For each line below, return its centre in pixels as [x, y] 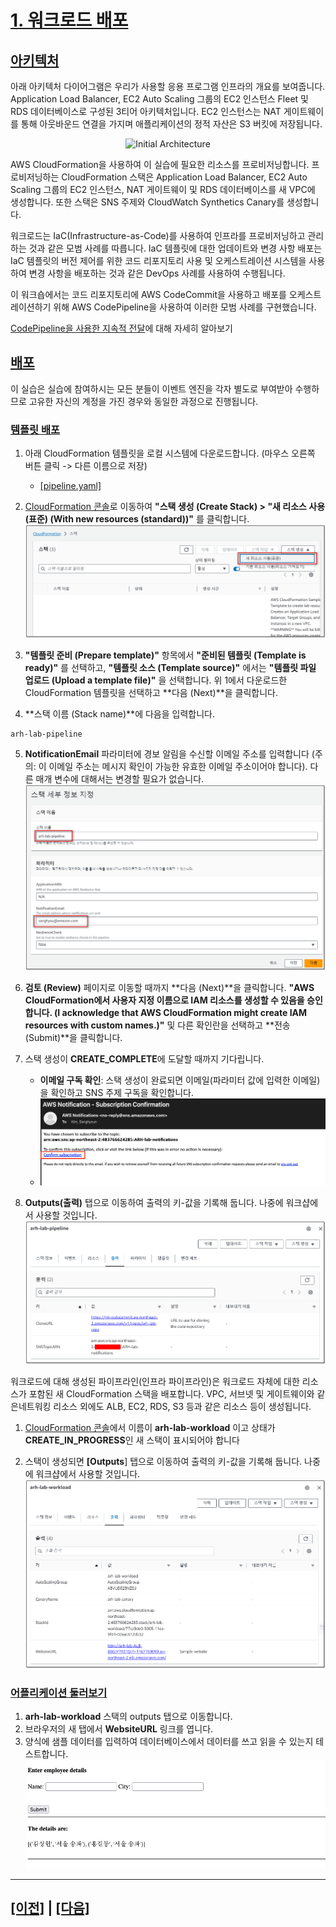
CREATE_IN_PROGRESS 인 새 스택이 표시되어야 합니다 [132, 1440]
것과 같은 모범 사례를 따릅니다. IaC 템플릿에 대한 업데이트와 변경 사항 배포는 [175, 248]
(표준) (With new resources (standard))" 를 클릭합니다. [137, 519]
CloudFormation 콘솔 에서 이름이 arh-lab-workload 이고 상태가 [150, 1427]
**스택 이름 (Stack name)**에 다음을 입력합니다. [119, 714]
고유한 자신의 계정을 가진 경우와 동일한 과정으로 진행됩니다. [143, 401]
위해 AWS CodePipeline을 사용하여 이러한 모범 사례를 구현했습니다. [185, 307]
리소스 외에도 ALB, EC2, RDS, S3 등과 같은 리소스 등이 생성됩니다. [182, 1406]
